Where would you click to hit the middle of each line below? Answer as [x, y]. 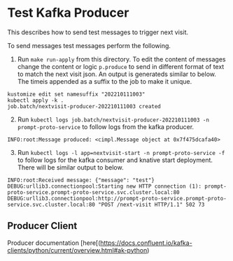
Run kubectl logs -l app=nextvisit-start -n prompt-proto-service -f [121, 152]
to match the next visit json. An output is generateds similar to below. [117, 74]
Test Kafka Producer [68, 13]
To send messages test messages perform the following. [89, 45]
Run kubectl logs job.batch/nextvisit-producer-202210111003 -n [113, 119]
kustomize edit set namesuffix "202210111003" [76, 94]
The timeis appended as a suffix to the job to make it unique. [105, 81]
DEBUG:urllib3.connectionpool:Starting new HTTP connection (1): [104, 186]
